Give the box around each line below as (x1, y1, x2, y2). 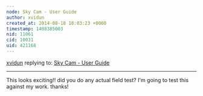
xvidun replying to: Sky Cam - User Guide (6, 59, 110, 66)
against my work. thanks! (6, 83, 69, 90)
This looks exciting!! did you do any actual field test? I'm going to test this (6, 76, 189, 83)
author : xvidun (6, 14, 45, 21)
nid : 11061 (6, 31, 34, 37)
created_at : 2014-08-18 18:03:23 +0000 (6, 20, 107, 26)
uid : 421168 (6, 43, 36, 49)
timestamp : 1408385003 (6, 25, 63, 32)
